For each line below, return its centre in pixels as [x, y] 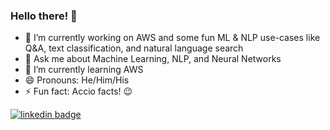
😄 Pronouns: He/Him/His [77, 80]
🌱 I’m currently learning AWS [84, 70]
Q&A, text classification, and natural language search [134, 48]
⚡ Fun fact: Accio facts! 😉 [78, 91]
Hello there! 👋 [44, 16]
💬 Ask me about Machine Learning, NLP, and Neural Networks [153, 59]
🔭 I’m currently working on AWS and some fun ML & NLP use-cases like [172, 38]
